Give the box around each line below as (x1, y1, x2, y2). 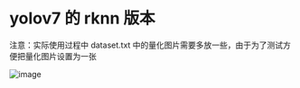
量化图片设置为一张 (24, 50, 97, 61)
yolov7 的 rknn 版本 (9, 8, 155, 29)
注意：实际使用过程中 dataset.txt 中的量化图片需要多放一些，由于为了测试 (9, 40, 284, 50)
